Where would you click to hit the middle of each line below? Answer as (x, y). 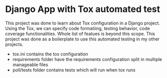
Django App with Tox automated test (83, 9)
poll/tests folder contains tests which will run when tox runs (74, 70)
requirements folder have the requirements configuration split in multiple (87, 59)
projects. (14, 44)
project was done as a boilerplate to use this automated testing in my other (82, 39)
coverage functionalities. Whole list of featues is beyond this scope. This (80, 33)
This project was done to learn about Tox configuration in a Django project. (83, 23)
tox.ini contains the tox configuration (50, 54)
